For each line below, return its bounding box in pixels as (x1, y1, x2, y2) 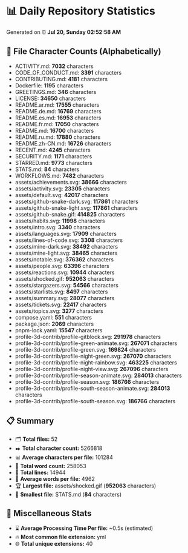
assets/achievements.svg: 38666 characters (15, 178, 127, 186)
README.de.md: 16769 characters (15, 107, 102, 115)
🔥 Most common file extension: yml (15, 534, 106, 541)
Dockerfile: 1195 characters (15, 82, 83, 89)
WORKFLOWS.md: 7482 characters (15, 172, 105, 179)
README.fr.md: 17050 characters (15, 120, 99, 127)
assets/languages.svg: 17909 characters (15, 230, 117, 237)
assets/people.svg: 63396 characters (15, 262, 110, 269)
